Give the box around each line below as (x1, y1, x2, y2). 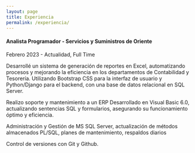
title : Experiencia (6, 14, 54, 20)
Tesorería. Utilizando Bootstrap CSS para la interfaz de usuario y (6, 75, 163, 82)
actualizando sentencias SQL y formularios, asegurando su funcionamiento (6, 105, 188, 112)
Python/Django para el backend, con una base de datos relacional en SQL (6, 81, 185, 88)
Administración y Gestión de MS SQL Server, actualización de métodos (6, 122, 178, 129)
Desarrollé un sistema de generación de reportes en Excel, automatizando (6, 62, 186, 69)
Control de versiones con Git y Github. (6, 140, 99, 147)
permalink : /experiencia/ (6, 19, 69, 25)
